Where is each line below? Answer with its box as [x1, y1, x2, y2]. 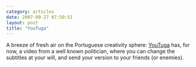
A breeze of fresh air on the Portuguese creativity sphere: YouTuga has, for [6, 42, 190, 49]
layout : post [6, 20, 39, 25]
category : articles [6, 8, 55, 15]
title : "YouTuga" [6, 25, 49, 31]
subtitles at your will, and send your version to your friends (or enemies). [6, 54, 184, 61]
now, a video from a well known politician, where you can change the [6, 48, 175, 55]
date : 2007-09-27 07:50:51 [6, 14, 73, 20]
